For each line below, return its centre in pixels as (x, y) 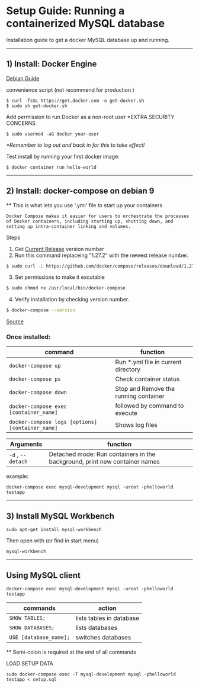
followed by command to (150, 406)
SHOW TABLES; (28, 618)
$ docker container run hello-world (51, 167)
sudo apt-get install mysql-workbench (54, 530)
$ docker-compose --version (41, 310)
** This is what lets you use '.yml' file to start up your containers (84, 205)
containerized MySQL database (85, 23)
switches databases (103, 638)
